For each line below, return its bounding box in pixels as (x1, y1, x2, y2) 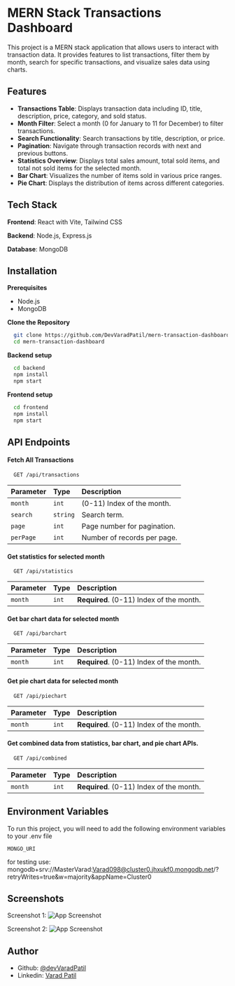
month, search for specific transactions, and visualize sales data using (7, 57, 210, 66)
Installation (7, 265, 57, 277)
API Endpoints (7, 436, 71, 448)
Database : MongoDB (7, 245, 69, 253)
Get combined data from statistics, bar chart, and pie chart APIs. (7, 739, 199, 748)
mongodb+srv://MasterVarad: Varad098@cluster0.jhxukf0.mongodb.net (7, 865, 214, 873)
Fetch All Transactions (7, 456, 74, 464)
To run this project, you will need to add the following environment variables (7, 824, 226, 833)
